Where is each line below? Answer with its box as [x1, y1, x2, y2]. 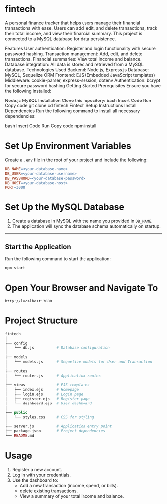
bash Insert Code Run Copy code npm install [5, 123, 97, 129]
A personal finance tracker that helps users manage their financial [5, 20, 140, 26]
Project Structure [5, 315, 78, 326]
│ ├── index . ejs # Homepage [5, 387, 79, 392]
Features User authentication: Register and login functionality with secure [5, 45, 156, 51]
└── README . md [5, 433, 35, 438]
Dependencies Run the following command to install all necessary [5, 108, 140, 114]
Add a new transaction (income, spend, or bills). [19, 482, 118, 488]
